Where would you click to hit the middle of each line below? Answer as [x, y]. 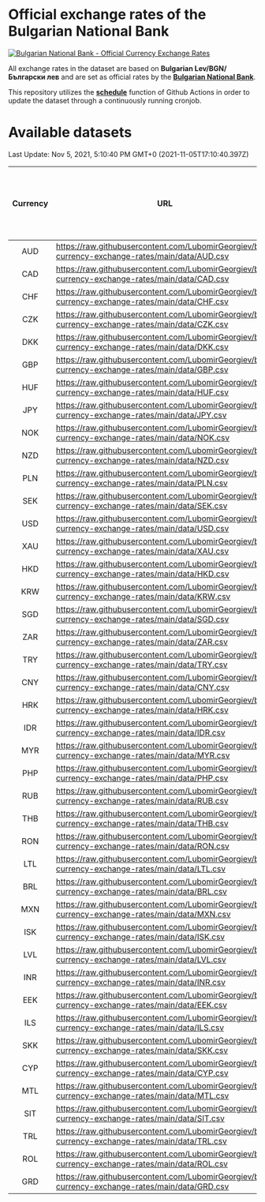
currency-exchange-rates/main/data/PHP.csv [142, 777]
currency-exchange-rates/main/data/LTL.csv [141, 868]
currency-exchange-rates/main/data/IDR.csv [140, 732]
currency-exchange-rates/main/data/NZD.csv [142, 460]
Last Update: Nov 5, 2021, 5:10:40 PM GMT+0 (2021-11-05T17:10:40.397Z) [129, 154]
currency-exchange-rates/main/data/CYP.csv [142, 1073]
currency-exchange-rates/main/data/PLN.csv [142, 483]
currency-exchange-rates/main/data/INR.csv [141, 982]
